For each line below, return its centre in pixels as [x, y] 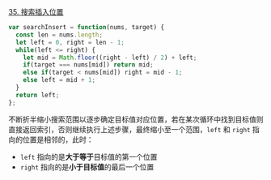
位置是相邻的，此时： [58, 139]
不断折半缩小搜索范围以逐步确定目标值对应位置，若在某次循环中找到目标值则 [136, 119]
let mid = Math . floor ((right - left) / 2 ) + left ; [110, 58]
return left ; [38, 95]
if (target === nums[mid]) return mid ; [88, 65]
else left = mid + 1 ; [59, 80]
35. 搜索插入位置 [36, 12]
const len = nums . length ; [59, 35]
